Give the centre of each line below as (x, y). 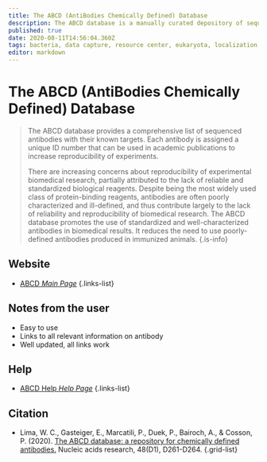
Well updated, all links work (64, 344)
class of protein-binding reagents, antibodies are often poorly (128, 196)
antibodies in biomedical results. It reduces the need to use (124, 231)
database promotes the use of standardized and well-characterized (138, 222)
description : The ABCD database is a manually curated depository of (126, 23)
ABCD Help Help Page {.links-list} (75, 388)
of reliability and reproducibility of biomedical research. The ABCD (136, 214)
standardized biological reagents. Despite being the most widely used (142, 188)
